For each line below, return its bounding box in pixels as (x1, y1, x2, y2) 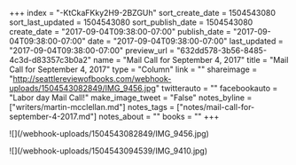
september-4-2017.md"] (9, 111, 97, 122)
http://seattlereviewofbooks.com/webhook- (12, 74, 172, 83)
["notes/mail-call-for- (176, 102, 255, 112)
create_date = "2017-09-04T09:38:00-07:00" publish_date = (9, 27, 232, 36)
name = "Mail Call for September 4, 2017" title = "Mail (92, 55, 289, 65)
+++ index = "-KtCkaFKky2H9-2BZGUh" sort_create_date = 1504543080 (9, 8, 277, 18)
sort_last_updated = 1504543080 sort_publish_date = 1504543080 (9, 17, 253, 27)
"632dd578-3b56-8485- (176, 45, 268, 56)
